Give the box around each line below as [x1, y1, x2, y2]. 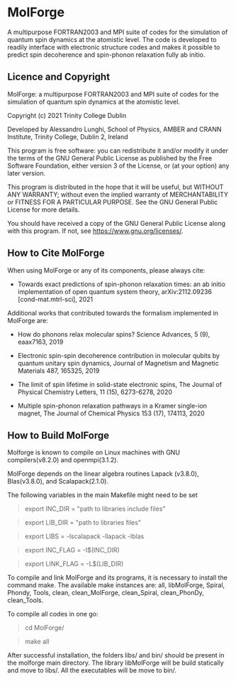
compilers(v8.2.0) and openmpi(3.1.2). [7, 456, 119, 464]
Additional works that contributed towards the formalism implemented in [7, 308, 218, 317]
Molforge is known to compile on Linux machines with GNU [7, 448, 181, 457]
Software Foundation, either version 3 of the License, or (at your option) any [7, 161, 230, 170]
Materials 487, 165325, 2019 [17, 366, 100, 375]
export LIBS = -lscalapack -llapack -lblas [24, 532, 145, 540]
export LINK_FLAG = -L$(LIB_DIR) [24, 560, 124, 568]
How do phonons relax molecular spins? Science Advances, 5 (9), [17, 329, 210, 338]
